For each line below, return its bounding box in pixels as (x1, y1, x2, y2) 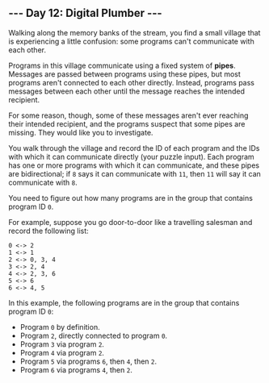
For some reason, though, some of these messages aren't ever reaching (8, 110, 249, 120)
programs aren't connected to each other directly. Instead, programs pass (8, 77, 254, 87)
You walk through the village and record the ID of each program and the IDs (8, 143, 260, 152)
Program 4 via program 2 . (19, 348, 105, 357)
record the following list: (8, 226, 89, 235)
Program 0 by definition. (19, 322, 100, 331)
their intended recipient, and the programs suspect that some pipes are (8, 119, 246, 128)
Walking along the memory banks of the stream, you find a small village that (8, 27, 261, 37)
